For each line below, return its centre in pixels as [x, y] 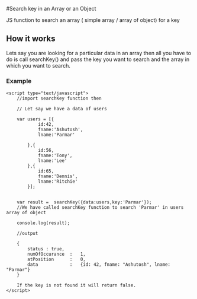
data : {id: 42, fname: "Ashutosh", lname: [99, 265]
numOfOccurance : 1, [56, 255]
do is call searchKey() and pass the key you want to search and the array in [98, 59]
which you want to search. [38, 65]
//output [28, 234]
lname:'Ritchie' [58, 182]
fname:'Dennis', [58, 176]
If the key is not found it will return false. [76, 285]
